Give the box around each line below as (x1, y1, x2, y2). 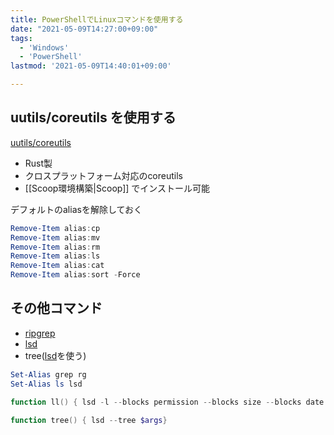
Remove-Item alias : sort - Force (10, 270, 141, 280)
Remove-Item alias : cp (10, 223, 101, 233)
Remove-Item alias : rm (10, 242, 101, 252)
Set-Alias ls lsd (10, 379, 83, 389)
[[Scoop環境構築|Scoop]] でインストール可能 (24, 182, 211, 194)
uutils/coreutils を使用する (10, 109, 177, 126)
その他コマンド (10, 300, 103, 317)
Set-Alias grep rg (10, 369, 87, 380)
